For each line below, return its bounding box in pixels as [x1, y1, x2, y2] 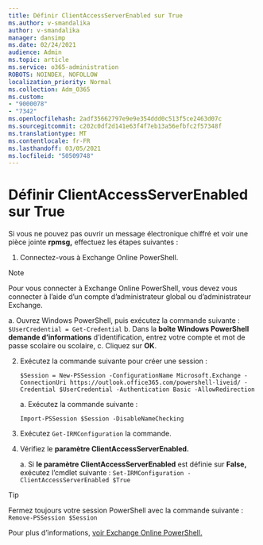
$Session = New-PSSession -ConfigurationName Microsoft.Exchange [19, 372, 241, 380]
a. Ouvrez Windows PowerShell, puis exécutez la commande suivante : [8, 316, 240, 325]
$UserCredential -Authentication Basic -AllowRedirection [59, 386, 256, 393]
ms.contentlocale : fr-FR [8, 136, 91, 145]
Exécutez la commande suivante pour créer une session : [19, 356, 208, 366]
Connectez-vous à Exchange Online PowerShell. [19, 253, 179, 263]
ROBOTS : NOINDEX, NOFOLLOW [8, 71, 98, 79]
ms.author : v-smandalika [8, 19, 91, 27]
